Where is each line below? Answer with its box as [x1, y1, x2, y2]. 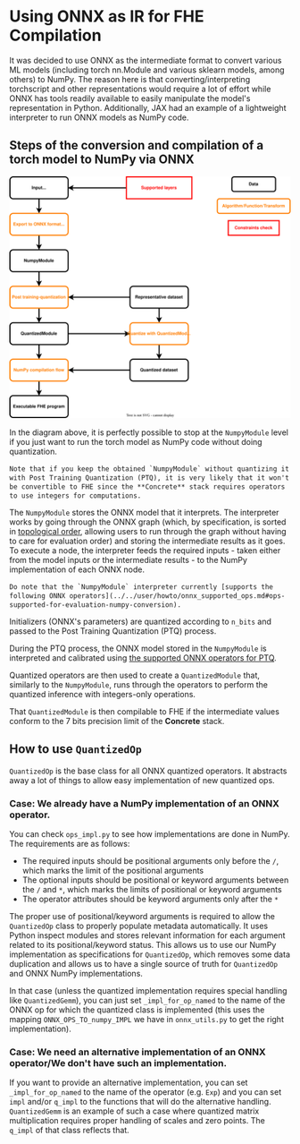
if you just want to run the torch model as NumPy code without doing [9, 436, 262, 447]
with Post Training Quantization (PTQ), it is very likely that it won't [9, 473, 290, 482]
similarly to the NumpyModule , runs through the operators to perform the [9, 679, 268, 690]
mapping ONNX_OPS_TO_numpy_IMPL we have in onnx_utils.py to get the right [9, 1014, 284, 1024]
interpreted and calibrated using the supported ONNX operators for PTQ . [9, 652, 277, 663]
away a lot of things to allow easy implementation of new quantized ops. [9, 774, 275, 785]
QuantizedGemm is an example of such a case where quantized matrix [9, 1106, 260, 1116]
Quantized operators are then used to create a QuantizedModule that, [9, 670, 261, 680]
